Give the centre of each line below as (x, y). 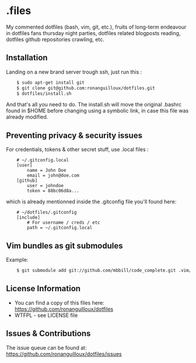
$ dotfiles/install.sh (44, 94)
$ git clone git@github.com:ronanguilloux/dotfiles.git (86, 88)
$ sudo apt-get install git (50, 82)
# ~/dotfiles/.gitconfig (47, 212)
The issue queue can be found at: (46, 348)
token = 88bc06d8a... (53, 191)
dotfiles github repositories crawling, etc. (55, 39)
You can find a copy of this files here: (59, 303)
